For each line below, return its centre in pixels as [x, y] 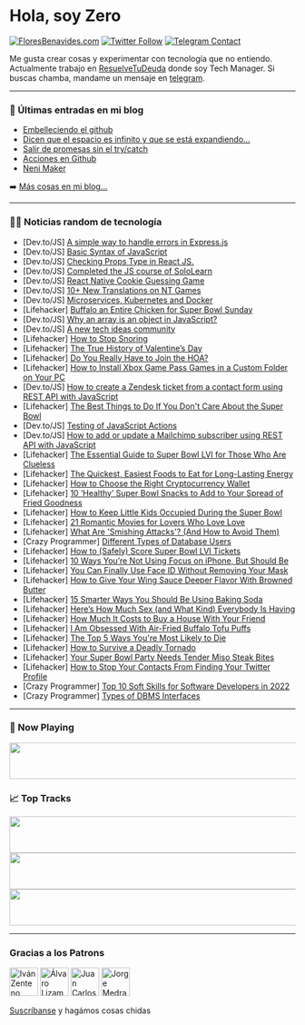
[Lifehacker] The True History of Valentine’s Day [112, 348]
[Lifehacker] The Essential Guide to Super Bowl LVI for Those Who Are [154, 454]
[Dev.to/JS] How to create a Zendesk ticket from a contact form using [152, 386]
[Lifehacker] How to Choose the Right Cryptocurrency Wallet [136, 483]
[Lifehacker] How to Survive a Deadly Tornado [109, 647]
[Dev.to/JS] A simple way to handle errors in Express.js [125, 242]
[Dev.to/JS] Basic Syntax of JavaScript [95, 252]
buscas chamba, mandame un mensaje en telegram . [108, 77]
